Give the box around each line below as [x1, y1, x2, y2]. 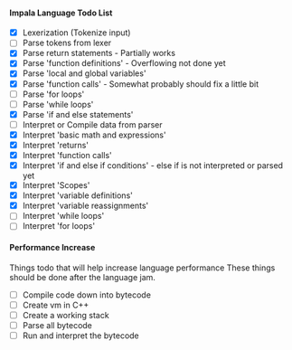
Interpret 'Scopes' [22, 180, 90, 191]
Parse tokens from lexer [22, 37, 112, 49]
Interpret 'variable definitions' [22, 190, 133, 201]
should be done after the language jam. [9, 271, 156, 282]
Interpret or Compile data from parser [22, 118, 163, 130]
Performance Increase [9, 241, 96, 252]
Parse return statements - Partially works [22, 48, 176, 59]
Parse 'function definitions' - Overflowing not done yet [22, 58, 226, 69]
